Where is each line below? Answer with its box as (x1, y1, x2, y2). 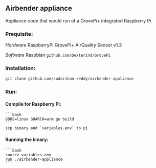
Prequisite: (5, 30, 33, 37)
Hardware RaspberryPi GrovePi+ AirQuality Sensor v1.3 (5, 42, 122, 48)
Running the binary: (5, 136, 49, 142)
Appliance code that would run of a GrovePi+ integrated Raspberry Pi (5, 17, 151, 23)
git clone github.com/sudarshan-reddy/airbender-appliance (5, 76, 134, 81)
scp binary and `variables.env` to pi (5, 126, 88, 131)
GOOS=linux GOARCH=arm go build (5, 117, 74, 122)
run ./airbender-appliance (5, 157, 63, 162)
